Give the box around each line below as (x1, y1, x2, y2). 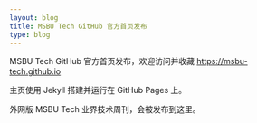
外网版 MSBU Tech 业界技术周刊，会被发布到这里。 (9, 104, 201, 115)
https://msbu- (196, 56, 248, 67)
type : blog (9, 30, 51, 39)
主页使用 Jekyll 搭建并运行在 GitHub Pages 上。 (9, 85, 187, 96)
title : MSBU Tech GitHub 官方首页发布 (9, 22, 148, 31)
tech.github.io (9, 66, 62, 77)
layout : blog (9, 13, 59, 23)
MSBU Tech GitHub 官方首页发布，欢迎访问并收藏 (9, 56, 195, 67)
